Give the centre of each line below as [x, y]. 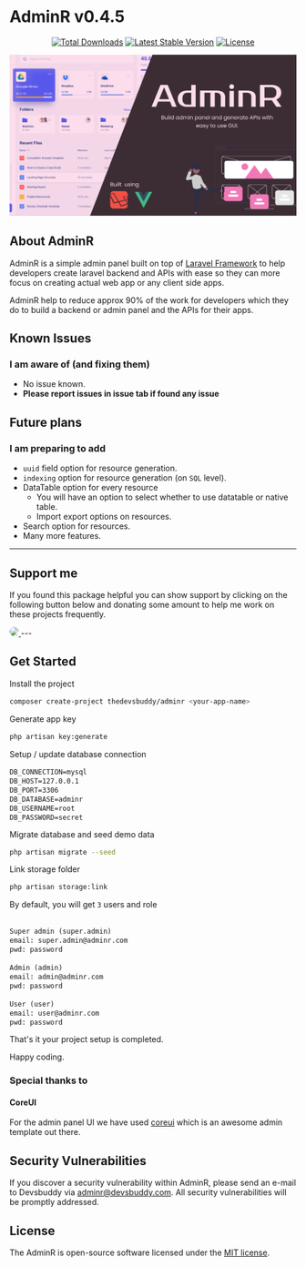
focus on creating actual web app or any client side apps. [117, 282]
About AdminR [51, 242]
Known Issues [51, 339]
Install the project [42, 684]
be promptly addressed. [55, 1202]
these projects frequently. [58, 614]
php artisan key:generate [58, 736]
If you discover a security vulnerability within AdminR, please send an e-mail [153, 1183]
